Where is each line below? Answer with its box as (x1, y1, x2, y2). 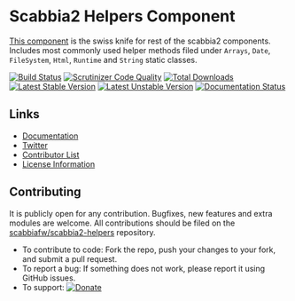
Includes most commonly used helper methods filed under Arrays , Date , (9, 44, 271, 55)
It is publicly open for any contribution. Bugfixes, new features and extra (9, 208, 273, 218)
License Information (21, 158, 96, 170)
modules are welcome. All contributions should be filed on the (9, 218, 236, 228)
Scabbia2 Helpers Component (9, 6, 237, 27)
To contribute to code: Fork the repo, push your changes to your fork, (21, 244, 276, 255)
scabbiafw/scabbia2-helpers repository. (9, 226, 157, 237)
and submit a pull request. (21, 253, 118, 264)
